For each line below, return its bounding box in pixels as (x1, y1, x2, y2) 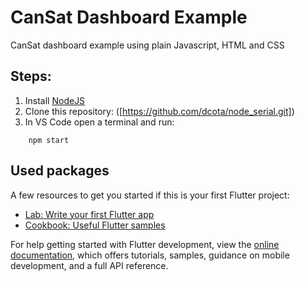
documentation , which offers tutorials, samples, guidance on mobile (10, 249, 290, 261)
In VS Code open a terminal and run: (24, 116, 175, 128)
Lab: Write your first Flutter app (24, 208, 155, 220)
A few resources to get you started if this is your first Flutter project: (10, 189, 290, 201)
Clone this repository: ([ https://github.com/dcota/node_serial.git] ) (24, 105, 295, 117)
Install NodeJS (24, 94, 86, 106)
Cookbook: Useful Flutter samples (24, 219, 166, 231)
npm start (28, 135, 70, 145)
